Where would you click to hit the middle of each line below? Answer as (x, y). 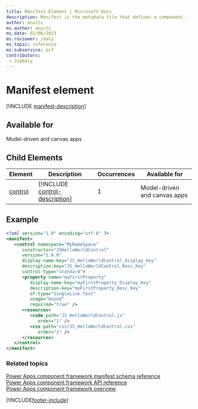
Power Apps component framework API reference (67, 382)
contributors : (24, 55)
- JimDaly (21, 61)
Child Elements (34, 158)
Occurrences (116, 174)
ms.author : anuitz (29, 28)
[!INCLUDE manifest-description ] (46, 106)
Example (22, 220)
